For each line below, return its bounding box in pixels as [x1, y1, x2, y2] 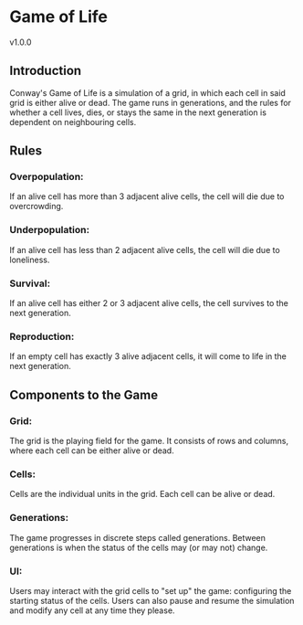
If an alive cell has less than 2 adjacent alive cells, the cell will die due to [9, 244, 280, 255]
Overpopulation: [9, 171, 84, 184]
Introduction [9, 63, 82, 79]
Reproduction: [9, 330, 75, 343]
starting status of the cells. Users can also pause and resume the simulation [9, 595, 295, 606]
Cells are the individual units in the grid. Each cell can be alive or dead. [9, 489, 276, 500]
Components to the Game [9, 387, 158, 403]
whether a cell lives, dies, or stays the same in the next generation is [9, 107, 267, 118]
